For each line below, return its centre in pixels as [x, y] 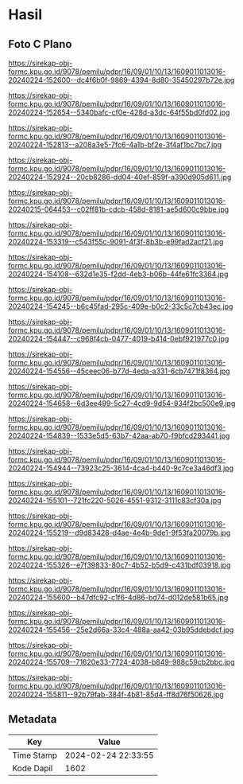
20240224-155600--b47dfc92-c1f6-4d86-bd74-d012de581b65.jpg [118, 597]
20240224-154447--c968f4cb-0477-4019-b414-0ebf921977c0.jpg [119, 339]
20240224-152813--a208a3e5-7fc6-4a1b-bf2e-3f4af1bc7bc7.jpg [115, 144]
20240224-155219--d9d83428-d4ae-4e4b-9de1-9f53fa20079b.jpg [120, 532]
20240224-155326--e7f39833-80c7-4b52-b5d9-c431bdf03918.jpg [120, 565]
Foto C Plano [40, 44]
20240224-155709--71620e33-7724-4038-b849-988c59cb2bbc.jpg [122, 662]
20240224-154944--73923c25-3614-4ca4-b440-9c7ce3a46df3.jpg [121, 468]
